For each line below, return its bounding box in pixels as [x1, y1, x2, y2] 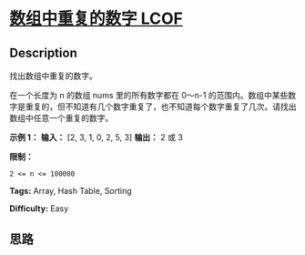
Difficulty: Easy [9, 203, 69, 214]
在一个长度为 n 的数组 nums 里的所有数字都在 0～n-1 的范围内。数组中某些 [9, 90, 289, 100]
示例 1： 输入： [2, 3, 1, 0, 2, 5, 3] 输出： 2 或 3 [9, 132, 184, 142]
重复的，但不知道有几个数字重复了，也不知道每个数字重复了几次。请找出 [25, 101, 297, 112]
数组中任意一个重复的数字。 [9, 113, 114, 123]
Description [9, 45, 77, 60]
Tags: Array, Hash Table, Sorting [9, 186, 132, 196]
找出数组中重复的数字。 [9, 70, 97, 81]
